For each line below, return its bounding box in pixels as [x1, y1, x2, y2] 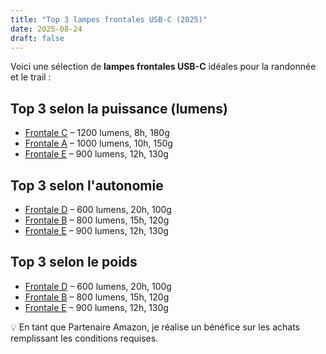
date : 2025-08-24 [10, 24, 83, 34]
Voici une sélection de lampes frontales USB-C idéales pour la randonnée [10, 61, 317, 73]
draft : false [10, 33, 65, 43]
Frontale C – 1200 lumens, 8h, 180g [24, 127, 170, 139]
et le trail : [10, 71, 52, 83]
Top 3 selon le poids [10, 254, 138, 271]
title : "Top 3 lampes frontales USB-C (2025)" [10, 14, 208, 25]
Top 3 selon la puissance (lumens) [10, 100, 228, 117]
